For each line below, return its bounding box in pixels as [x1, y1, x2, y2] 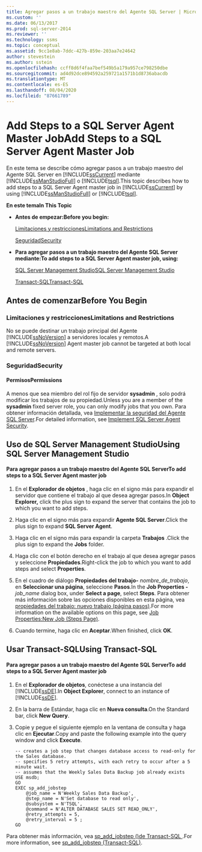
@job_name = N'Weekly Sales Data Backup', [26, 790, 134, 796]
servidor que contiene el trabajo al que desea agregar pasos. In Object [14, 492, 189, 499]
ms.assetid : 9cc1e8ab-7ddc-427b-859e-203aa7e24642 [6, 48, 136, 54]
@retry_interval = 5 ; [26, 816, 83, 822]
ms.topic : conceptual [6, 43, 61, 49]
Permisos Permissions [6, 376, 63, 383]
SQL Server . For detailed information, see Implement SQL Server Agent [6, 415, 180, 422]
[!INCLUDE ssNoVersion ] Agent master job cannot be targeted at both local [6, 340, 191, 347]
